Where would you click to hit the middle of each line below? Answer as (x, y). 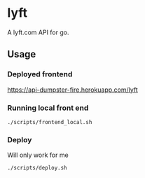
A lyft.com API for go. (38, 32)
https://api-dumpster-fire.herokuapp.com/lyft (72, 90)
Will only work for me (38, 155)
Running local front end (48, 108)
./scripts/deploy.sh (37, 168)
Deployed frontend (40, 74)
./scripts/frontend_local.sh (50, 122)
